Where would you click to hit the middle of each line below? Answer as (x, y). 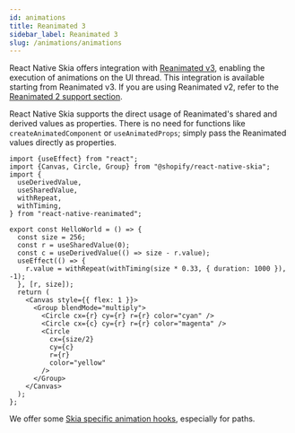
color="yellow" (77, 363)
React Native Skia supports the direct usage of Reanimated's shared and (143, 114)
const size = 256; (52, 238)
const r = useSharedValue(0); (74, 246)
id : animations (38, 17)
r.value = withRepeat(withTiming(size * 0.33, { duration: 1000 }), (156, 269)
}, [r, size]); (46, 285)
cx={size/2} (71, 340)
